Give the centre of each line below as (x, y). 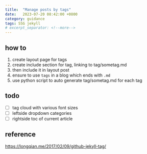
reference (20, 135)
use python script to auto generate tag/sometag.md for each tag (77, 80)
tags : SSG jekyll (23, 23)
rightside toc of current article (42, 119)
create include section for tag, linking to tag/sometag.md (70, 65)
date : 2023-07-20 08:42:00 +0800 (41, 14)
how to (16, 48)
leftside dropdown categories (42, 113)
